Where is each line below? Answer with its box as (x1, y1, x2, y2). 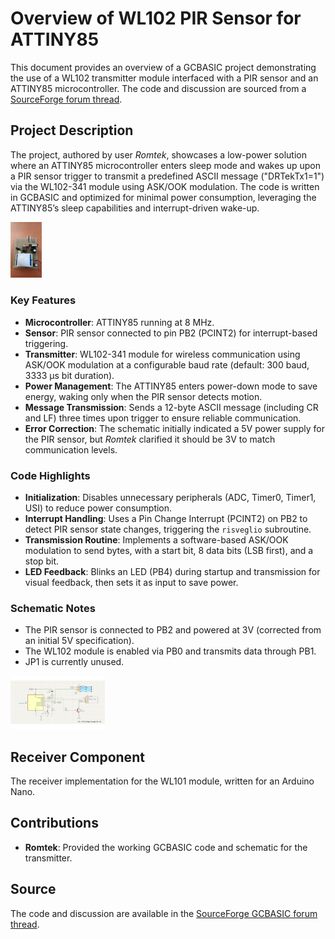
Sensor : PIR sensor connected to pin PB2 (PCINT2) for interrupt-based (24, 327, 318, 339)
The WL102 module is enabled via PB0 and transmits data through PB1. (24, 645, 317, 657)
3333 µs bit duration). (24, 369, 115, 381)
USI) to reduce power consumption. (24, 502, 173, 514)
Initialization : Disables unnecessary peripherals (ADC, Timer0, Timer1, (24, 491, 317, 503)
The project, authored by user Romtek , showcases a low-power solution (10, 148, 307, 161)
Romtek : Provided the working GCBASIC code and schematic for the (24, 841, 308, 853)
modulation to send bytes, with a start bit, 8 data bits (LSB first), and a (24, 544, 314, 556)
